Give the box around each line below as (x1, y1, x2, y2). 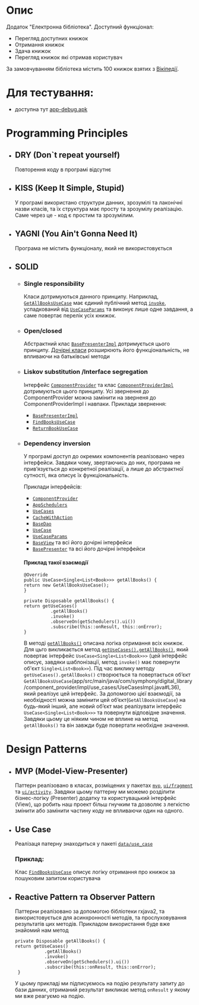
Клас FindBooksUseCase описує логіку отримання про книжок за (14, 868, 175, 875)
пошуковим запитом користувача (14, 875, 101, 882)
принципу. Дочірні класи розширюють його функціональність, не (23, 346, 189, 354)
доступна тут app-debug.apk (14, 105, 88, 113)
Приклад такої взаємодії (23, 559, 89, 566)
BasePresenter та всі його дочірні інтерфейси (32, 545, 146, 553)
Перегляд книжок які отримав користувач (14, 53, 123, 61)
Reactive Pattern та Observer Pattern (14, 892, 156, 902)
